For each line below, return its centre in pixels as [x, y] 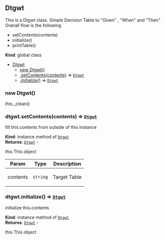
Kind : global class [23, 55]
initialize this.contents [27, 207]
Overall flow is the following [33, 25]
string [40, 177]
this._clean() [18, 104]
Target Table [67, 177]
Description [67, 164]
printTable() [24, 45]
